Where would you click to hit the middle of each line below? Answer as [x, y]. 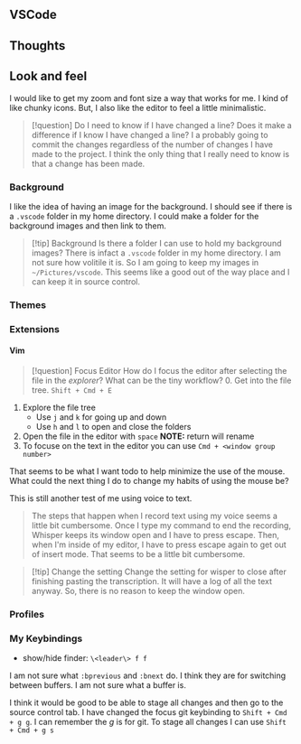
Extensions [35, 329]
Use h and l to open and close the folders [113, 426]
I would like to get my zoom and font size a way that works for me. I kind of [149, 98]
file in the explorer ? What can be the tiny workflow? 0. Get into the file [161, 380]
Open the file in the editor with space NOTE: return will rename [138, 436]
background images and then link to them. [88, 226]
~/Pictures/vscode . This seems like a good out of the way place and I [160, 272]
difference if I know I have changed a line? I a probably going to [150, 135]
